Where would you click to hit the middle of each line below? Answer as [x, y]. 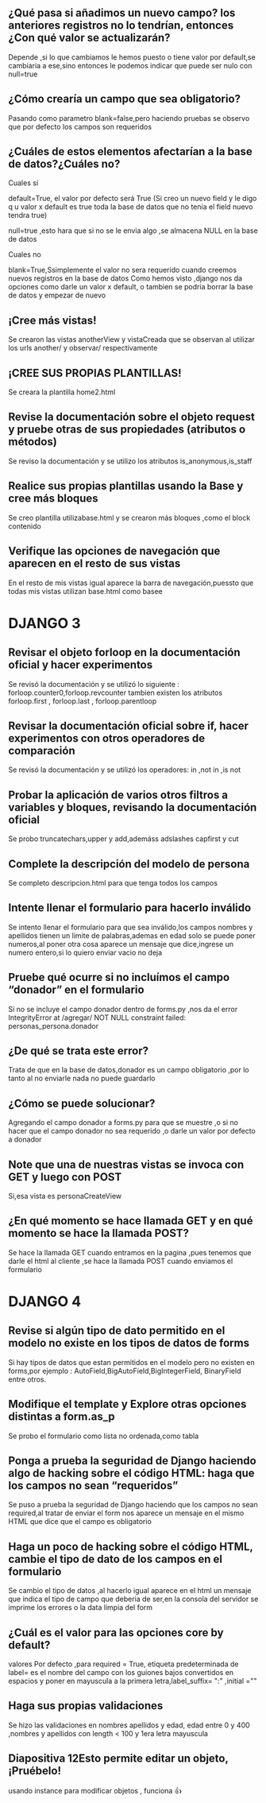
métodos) [33, 442]
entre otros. [27, 1379]
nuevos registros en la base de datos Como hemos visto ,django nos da [125, 278]
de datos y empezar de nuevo [57, 295]
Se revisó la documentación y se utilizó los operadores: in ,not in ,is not [125, 770]
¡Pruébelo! [35, 1771]
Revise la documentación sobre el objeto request [132, 417]
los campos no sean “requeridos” [93, 1486]
